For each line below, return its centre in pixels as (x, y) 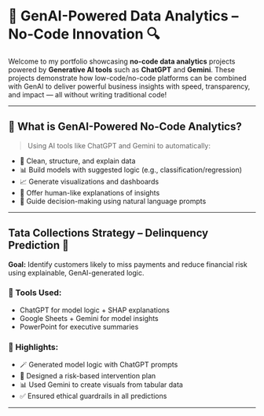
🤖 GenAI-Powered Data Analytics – (123, 16)
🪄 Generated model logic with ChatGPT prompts (99, 365)
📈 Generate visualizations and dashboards (89, 181)
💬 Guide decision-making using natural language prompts (113, 201)
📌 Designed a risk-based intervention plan (88, 376)
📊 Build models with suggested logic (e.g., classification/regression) (130, 170)
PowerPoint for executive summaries (79, 327)
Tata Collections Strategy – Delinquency (108, 234)
